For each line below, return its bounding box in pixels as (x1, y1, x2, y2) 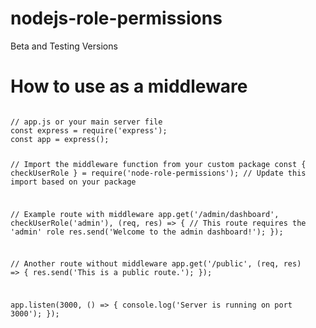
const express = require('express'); (10, 125, 168, 136)
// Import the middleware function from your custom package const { (10, 159, 307, 169)
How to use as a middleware (10, 75, 248, 98)
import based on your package (10, 177, 137, 187)
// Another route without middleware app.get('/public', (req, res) (10, 259, 302, 269)
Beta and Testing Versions (10, 40, 118, 52)
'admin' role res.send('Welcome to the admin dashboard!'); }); (10, 227, 284, 237)
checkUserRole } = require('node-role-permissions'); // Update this (10, 168, 307, 178)
